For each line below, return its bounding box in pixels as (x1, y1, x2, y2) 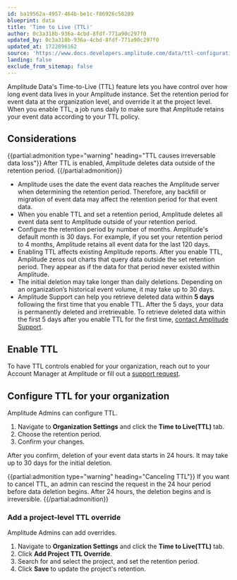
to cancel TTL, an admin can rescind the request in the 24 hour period (7, 480, 212, 488)
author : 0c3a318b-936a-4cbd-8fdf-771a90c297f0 (7, 30, 147, 37)
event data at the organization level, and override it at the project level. (7, 97, 213, 106)
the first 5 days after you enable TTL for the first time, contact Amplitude (17, 315, 229, 324)
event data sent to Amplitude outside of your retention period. (17, 218, 197, 226)
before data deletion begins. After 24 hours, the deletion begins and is (7, 487, 212, 496)
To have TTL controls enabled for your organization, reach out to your (7, 362, 210, 371)
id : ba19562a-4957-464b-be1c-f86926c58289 (7, 10, 134, 18)
